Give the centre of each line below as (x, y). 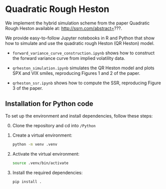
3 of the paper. (28, 88)
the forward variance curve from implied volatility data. (69, 58)
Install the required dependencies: (48, 173)
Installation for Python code (49, 104)
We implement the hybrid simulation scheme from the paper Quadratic (78, 23)
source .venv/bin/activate (40, 163)
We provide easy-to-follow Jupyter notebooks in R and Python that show (80, 38)
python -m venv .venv (35, 144)
